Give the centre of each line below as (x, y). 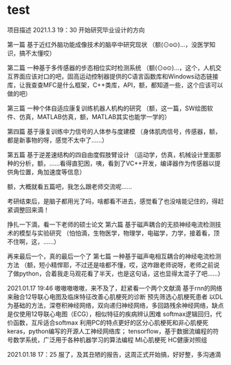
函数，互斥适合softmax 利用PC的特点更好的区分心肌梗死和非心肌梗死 (110, 322)
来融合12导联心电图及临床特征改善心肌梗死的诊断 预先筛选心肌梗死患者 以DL (115, 296)
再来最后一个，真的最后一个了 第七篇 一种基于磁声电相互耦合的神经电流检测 (114, 256)
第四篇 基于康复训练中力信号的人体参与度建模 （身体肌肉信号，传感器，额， (114, 131)
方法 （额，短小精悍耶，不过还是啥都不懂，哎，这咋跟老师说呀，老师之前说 (113, 264)
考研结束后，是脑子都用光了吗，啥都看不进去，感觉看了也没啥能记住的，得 (112, 201)
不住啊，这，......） (34, 241)
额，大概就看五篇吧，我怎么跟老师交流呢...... (70, 186)
